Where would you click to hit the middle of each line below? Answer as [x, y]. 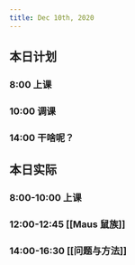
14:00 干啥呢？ [42, 137]
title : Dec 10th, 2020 [52, 18]
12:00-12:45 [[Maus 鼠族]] [67, 224]
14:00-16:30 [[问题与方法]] [68, 251]
